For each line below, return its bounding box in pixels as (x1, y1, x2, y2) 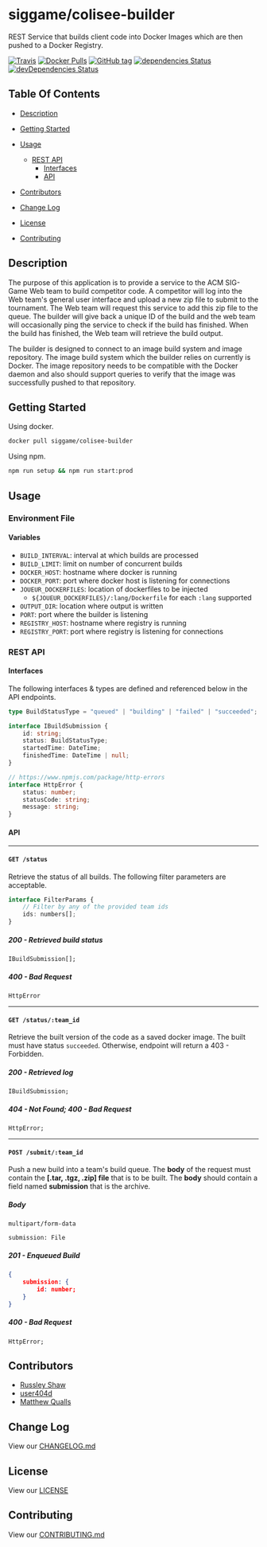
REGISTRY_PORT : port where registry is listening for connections (19, 627, 224, 636)
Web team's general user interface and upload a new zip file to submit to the (8, 295, 259, 304)
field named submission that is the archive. (8, 1182, 151, 1191)
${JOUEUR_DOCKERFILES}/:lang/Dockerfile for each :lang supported (31, 592, 252, 602)
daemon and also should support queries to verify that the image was (8, 369, 236, 379)
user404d (19, 1389, 53, 1398)
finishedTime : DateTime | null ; (22, 752, 130, 760)
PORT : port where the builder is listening (19, 609, 149, 619)
